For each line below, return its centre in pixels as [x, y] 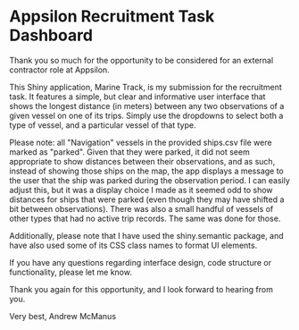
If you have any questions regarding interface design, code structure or [141, 262]
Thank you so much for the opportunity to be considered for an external [141, 60]
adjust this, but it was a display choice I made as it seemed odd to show [141, 190]
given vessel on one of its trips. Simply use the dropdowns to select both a [146, 115]
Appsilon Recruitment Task [112, 17]
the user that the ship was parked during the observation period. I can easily [149, 180]
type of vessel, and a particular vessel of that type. [103, 125]
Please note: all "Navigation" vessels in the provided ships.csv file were [141, 142]
